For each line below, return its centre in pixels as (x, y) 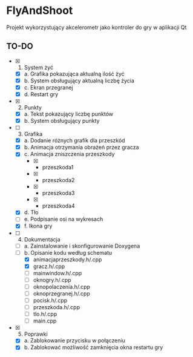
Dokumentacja (42, 239)
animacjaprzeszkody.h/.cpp (67, 259)
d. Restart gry (41, 94)
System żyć (38, 67)
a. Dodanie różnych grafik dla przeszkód (74, 140)
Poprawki (36, 334)
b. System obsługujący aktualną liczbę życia (79, 80)
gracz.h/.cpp (49, 266)
